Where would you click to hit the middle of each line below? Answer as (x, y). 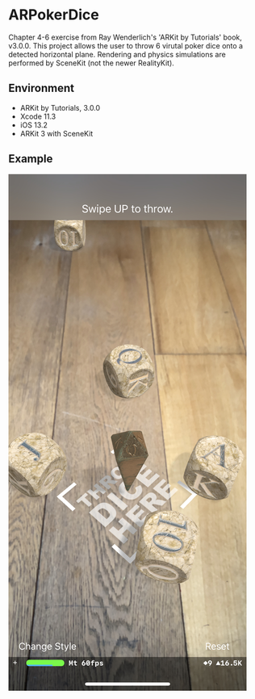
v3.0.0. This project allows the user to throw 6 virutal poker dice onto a (126, 45)
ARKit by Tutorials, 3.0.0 (60, 107)
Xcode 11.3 (38, 116)
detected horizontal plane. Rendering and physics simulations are (117, 54)
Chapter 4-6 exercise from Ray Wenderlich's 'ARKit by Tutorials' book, (125, 37)
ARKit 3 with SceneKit (56, 133)
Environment (42, 88)
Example (31, 159)
